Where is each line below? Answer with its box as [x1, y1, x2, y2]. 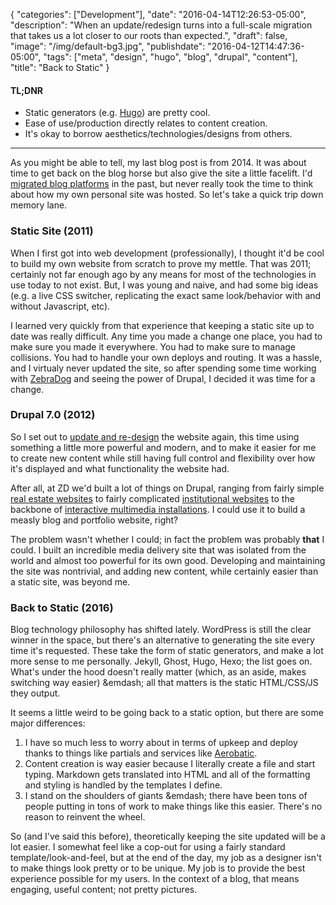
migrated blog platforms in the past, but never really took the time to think [10, 178, 314, 190]
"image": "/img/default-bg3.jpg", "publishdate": [10, 40, 206, 52]
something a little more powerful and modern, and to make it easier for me [10, 441, 317, 453]
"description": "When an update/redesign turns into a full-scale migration [10, 19, 313, 31]
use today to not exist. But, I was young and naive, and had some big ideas [10, 279, 319, 291]
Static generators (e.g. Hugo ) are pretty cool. [24, 107, 211, 119]
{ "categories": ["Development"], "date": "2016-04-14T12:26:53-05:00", [10, 9, 307, 20]
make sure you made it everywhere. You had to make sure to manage [10, 340, 297, 353]
